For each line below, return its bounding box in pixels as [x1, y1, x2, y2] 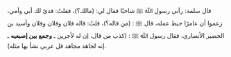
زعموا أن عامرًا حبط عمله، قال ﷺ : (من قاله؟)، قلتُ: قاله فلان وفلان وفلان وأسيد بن [7, 19, 223, 27]
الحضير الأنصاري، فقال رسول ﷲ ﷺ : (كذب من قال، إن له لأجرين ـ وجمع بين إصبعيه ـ [7, 32, 225, 39]
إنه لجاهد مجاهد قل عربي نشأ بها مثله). [7, 42, 106, 49]
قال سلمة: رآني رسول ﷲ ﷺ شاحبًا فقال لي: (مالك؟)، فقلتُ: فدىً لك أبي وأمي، [7, 7, 212, 14]
